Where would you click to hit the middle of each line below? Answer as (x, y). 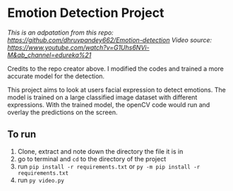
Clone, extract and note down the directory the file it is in (100, 151)
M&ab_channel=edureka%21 (49, 55)
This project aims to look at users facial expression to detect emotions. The (116, 90)
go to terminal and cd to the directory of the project (92, 159)
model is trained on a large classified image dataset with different (102, 97)
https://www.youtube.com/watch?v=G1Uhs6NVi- (78, 47)
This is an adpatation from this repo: (61, 32)
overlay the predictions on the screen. (62, 112)
